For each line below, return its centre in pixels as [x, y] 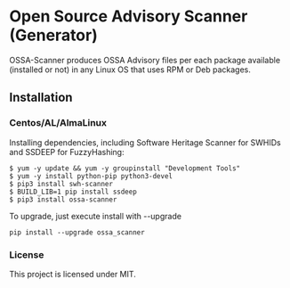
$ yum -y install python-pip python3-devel [91, 176]
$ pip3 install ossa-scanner [63, 199]
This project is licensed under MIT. [72, 274]
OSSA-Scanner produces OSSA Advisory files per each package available [145, 60]
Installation [41, 98]
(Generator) [53, 35]
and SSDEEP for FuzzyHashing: [67, 152]
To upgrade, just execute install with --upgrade [96, 216]
